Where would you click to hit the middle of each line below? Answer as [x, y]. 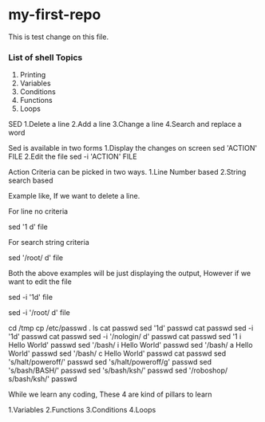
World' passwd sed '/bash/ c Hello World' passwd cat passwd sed [117, 353]
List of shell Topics [45, 57]
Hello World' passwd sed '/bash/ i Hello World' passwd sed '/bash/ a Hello [131, 345]
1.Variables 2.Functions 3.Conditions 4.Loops [82, 410]
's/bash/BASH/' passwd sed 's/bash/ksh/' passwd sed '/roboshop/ [118, 371]
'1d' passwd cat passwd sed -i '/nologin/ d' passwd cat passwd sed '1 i [125, 337]
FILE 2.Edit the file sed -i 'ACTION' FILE [73, 156]
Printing [33, 75]
